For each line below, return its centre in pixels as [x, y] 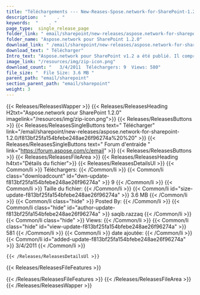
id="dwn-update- [88, 176]
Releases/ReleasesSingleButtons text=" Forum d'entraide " [78, 144]
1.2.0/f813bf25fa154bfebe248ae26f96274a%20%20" [72, 138]
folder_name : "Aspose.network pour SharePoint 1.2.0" [74, 39]
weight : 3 [18, 89]
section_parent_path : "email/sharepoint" [58, 84]
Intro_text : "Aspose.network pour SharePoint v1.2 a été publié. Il [93, 56]
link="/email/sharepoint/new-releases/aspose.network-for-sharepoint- [93, 131]
